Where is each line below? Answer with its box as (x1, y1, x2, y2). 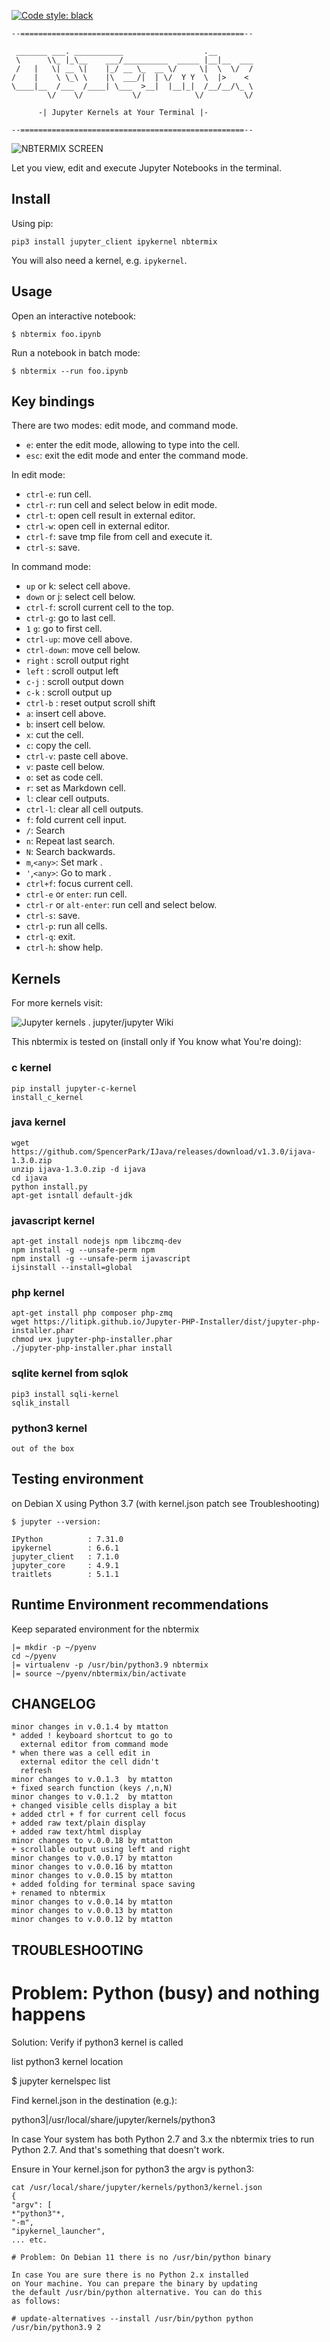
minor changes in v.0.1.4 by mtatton (11, 1722, 169, 1732)
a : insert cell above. (25, 708, 107, 720)
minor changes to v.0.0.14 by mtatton (11, 1897, 173, 1907)
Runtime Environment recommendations (11, 1596, 269, 1614)
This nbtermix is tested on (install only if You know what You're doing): (11, 1036, 302, 1048)
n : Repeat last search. (25, 835, 116, 847)
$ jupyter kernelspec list (11, 2075, 111, 2087)
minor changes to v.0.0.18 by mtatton (11, 1836, 173, 1846)
